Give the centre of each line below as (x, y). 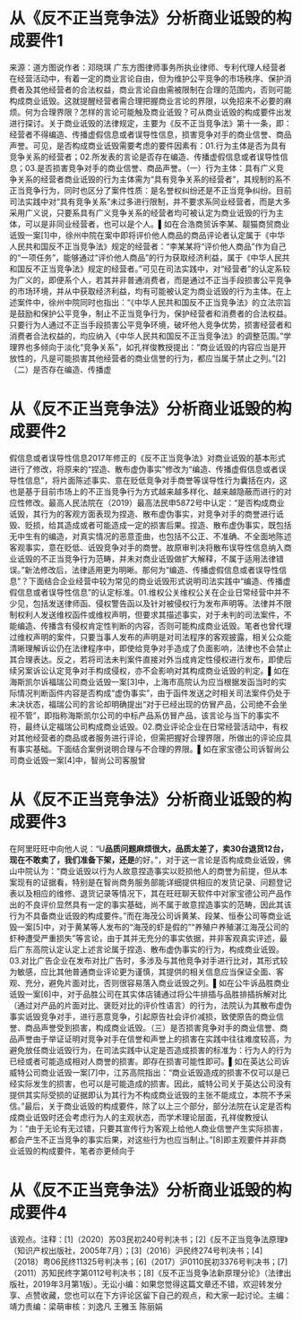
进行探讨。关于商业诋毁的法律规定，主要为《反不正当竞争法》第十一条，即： (150, 123)
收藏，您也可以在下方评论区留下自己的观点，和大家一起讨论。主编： (166, 1295)
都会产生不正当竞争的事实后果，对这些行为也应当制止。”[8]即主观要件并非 (144, 1139)
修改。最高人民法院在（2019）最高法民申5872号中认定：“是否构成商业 (155, 502)
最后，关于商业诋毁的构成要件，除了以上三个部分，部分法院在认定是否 (154, 1106)
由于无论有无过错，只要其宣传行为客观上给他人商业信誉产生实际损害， (158, 1128)
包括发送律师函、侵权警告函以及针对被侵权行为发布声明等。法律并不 (158, 603)
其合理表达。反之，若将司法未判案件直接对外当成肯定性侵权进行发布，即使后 (150, 659)
